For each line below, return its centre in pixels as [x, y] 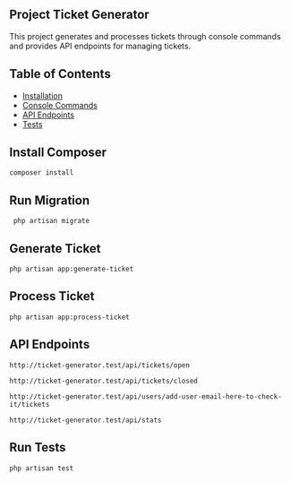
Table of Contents [60, 74]
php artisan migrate [51, 221]
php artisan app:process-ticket [69, 317]
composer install [42, 173]
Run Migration [50, 200]
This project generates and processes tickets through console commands [145, 36]
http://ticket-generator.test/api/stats [86, 420]
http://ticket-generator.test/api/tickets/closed [104, 381]
